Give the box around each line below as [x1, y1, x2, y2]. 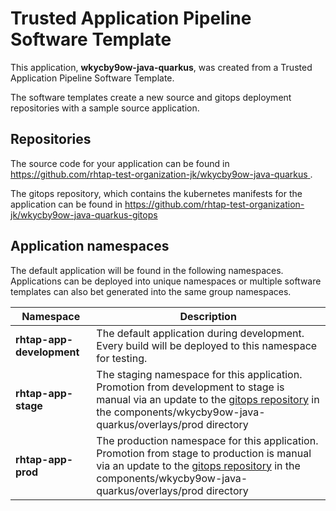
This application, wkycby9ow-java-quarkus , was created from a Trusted [10, 61, 313, 73]
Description [179, 309, 237, 323]
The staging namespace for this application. [96, 367, 303, 381]
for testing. [96, 351, 148, 365]
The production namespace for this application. [96, 433, 319, 447]
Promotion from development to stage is [96, 380, 285, 394]
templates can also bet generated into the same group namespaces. [10, 285, 292, 297]
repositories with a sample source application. [10, 102, 200, 114]
